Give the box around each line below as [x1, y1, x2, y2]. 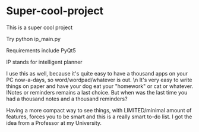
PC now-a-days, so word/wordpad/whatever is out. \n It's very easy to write [6, 76, 192, 83]
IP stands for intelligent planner [6, 58, 83, 65]
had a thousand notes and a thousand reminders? [6, 95, 128, 102]
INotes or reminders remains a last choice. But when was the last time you [6, 89, 188, 96]
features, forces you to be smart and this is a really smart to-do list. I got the [6, 113, 192, 120]
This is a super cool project [6, 24, 73, 31]
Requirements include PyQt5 [6, 46, 76, 54]
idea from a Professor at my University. [6, 119, 102, 126]
